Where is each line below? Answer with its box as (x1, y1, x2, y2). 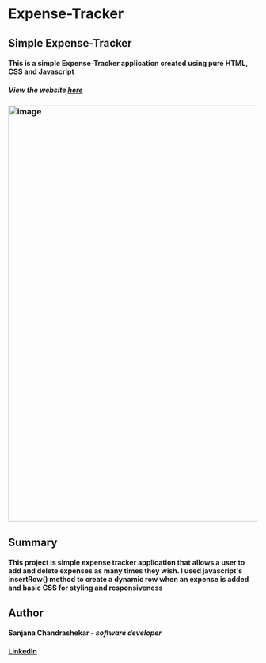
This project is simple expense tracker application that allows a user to (8, 557, 245, 568)
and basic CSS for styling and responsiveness (8, 583, 163, 592)
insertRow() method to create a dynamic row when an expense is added (8, 575, 249, 584)
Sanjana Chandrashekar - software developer (8, 628, 162, 638)
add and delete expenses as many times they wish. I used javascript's (8, 566, 243, 576)
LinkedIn (8, 646, 38, 656)
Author (8, 606, 44, 619)
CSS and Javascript (8, 67, 75, 76)
